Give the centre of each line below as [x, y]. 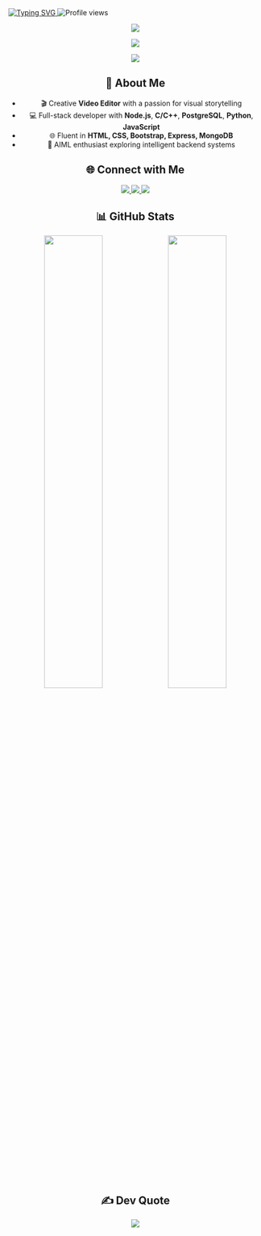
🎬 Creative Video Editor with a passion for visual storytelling [141, 103]
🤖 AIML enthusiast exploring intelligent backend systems [141, 144]
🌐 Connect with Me [135, 170]
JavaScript [141, 127]
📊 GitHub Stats [135, 217]
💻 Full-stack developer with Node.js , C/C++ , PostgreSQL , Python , [141, 115]
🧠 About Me [135, 83]
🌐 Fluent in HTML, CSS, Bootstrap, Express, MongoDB [141, 135]
